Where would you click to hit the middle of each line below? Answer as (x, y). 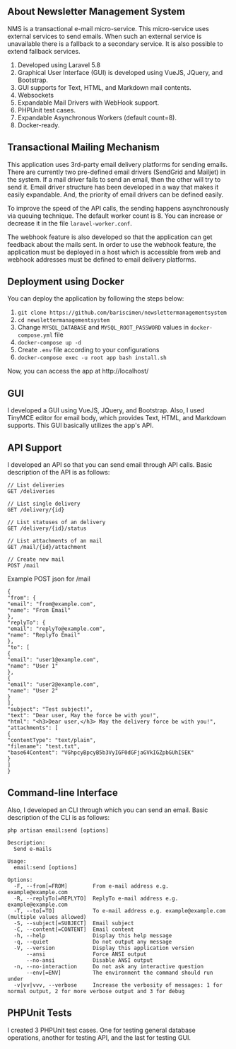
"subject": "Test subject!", (50, 709)
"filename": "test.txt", (44, 747)
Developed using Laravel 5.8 (59, 65)
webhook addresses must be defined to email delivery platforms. (102, 259)
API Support (35, 447)
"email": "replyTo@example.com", (57, 629)
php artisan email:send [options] (58, 830)
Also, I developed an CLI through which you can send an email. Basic (108, 810)
